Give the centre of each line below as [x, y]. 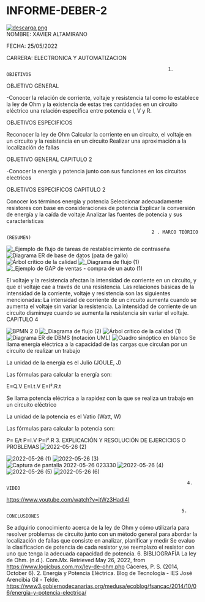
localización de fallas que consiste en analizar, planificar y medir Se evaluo [101, 540]
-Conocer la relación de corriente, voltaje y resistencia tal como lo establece [102, 97]
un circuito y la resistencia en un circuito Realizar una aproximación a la [96, 141]
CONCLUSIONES [23, 516]
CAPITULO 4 [22, 319]
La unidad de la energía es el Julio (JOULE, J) [64, 363]
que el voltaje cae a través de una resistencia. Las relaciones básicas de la [100, 287]
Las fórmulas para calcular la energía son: [59, 374]
